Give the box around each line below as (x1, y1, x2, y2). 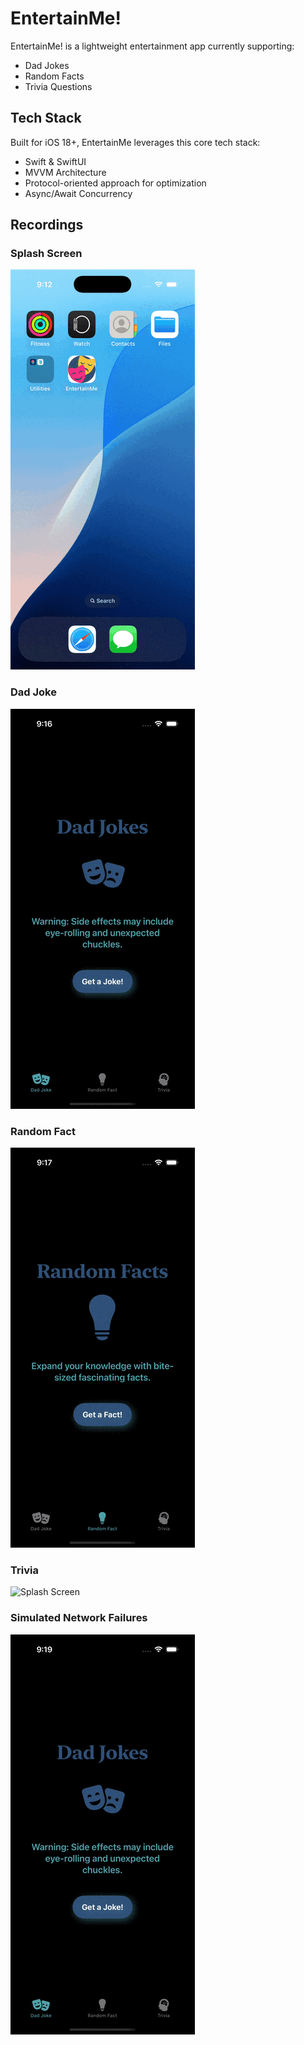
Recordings (10, 217, 84, 234)
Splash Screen (10, 247, 83, 261)
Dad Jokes (24, 59, 70, 71)
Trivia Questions (24, 80, 93, 92)
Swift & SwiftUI (24, 155, 87, 167)
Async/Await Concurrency (24, 187, 133, 199)
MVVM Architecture (24, 166, 107, 178)
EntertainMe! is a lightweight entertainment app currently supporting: (10, 40, 295, 52)
